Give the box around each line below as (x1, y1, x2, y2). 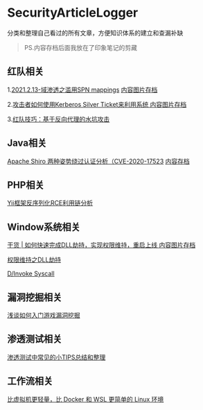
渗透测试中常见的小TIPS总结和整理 (7, 352, 106, 361)
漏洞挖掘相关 (7, 291, 62, 303)
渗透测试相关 (7, 333, 62, 345)
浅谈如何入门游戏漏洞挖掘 (7, 311, 80, 319)
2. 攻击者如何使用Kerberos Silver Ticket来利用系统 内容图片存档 (7, 100, 187, 108)
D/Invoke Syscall (7, 269, 55, 278)
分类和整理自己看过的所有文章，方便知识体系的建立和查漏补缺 (7, 28, 184, 37)
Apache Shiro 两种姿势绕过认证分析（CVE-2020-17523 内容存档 (7, 157, 190, 165)
